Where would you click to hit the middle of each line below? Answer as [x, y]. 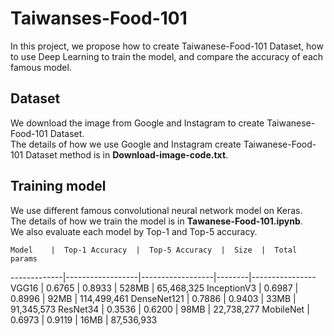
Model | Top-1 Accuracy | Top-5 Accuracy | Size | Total [154, 250]
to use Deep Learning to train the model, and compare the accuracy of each [167, 56]
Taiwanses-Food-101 [99, 18]
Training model [58, 186]
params [24, 258]
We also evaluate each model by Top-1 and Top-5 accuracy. [134, 231]
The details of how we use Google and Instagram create [126, 144]
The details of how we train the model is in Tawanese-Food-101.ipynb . [156, 221]
